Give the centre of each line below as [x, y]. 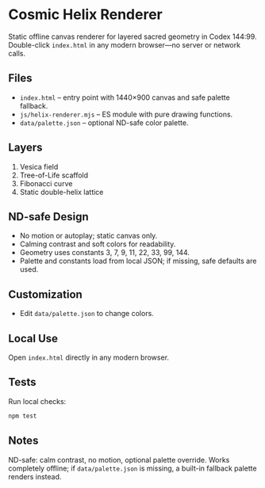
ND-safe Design [48, 217]
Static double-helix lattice [61, 192]
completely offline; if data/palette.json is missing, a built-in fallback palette [132, 468]
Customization [46, 294]
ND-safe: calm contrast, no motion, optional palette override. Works [119, 459]
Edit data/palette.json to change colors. [87, 314]
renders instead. [35, 476]
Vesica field [39, 166]
